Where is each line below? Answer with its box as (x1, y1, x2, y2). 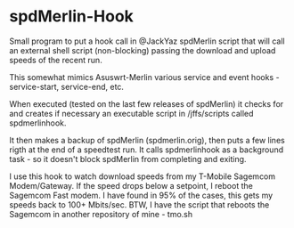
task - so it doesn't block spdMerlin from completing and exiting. (9, 153, 247, 164)
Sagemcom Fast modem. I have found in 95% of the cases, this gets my (9, 190, 274, 200)
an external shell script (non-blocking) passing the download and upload (9, 45, 276, 55)
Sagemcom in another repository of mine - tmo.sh (9, 208, 193, 219)
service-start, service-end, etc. (9, 81, 125, 92)
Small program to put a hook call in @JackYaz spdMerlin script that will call (9, 36, 285, 46)
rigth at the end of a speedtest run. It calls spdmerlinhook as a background (9, 144, 283, 155)
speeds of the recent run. (9, 54, 102, 65)
